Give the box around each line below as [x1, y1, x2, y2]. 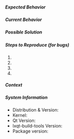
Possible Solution [5, 29, 42, 35]
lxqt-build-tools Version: [12, 123, 62, 129]
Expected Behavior [5, 4, 46, 10]
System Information [5, 94, 48, 100]
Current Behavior [5, 16, 42, 22]
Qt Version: [12, 117, 36, 123]
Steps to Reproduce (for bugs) [5, 41, 69, 47]
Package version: [12, 128, 48, 134]
